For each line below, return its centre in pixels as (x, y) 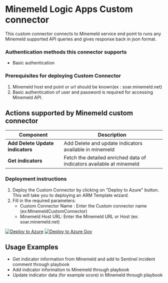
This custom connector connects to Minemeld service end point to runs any (83, 33)
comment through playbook (41, 264)
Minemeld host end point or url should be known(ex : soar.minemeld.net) (87, 86)
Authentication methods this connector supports (66, 52)
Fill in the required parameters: (44, 200)
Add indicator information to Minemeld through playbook (71, 270)
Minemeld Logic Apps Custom (69, 9)
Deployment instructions (36, 179)
